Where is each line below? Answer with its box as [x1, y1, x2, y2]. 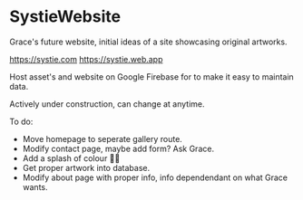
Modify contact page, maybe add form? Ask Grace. [22, 143, 215, 154]
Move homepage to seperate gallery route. [22, 133, 183, 144]
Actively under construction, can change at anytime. [9, 98, 206, 110]
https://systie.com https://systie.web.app [9, 53, 163, 64]
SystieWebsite [9, 6, 121, 27]
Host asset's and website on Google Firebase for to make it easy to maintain [9, 71, 295, 82]
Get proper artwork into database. [22, 162, 151, 173]
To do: [9, 116, 34, 127]
